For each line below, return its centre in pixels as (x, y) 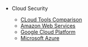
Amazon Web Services (48, 26)
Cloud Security (30, 8)
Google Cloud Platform (48, 32)
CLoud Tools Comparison (51, 19)
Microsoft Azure (40, 38)
